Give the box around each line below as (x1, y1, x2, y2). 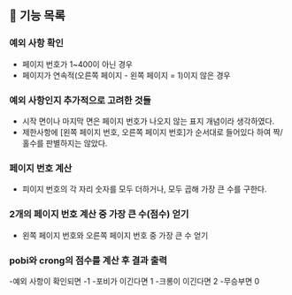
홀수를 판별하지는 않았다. (21, 138, 108, 148)
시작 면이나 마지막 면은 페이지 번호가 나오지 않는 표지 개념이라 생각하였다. (21, 116, 275, 126)
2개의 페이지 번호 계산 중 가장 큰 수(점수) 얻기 (9, 208, 189, 221)
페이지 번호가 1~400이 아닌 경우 (21, 58, 133, 69)
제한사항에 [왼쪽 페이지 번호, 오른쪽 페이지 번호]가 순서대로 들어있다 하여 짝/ (21, 126, 283, 137)
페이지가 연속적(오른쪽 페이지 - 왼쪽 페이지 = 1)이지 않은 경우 (21, 70, 231, 80)
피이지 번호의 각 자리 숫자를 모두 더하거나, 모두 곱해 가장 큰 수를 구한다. (21, 184, 267, 194)
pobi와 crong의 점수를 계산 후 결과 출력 (9, 254, 168, 267)
